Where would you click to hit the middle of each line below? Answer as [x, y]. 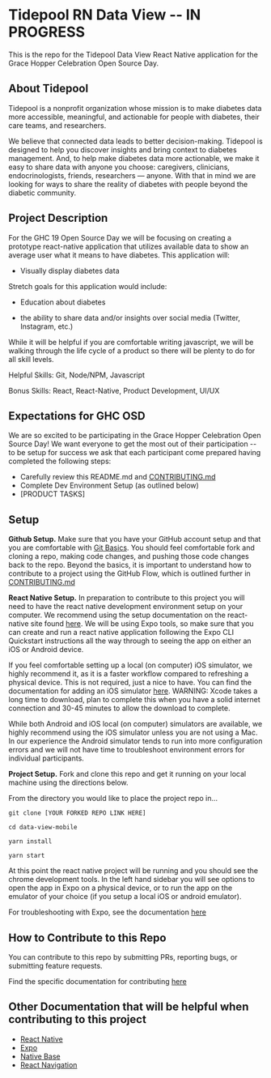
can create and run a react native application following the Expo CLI [121, 633]
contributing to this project [78, 1019]
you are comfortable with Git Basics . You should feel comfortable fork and [131, 548]
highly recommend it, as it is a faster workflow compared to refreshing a [129, 674]
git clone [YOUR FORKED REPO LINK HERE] [78, 813]
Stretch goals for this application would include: [88, 286]
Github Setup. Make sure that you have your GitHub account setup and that [135, 539]
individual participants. [47, 758]
